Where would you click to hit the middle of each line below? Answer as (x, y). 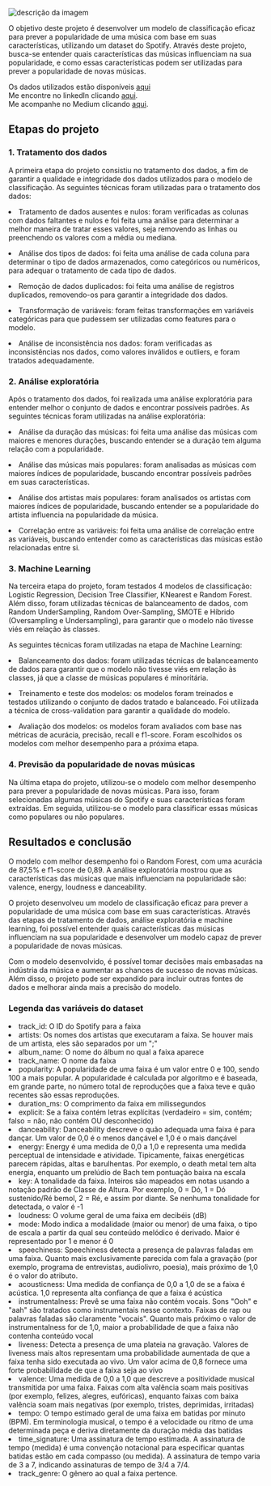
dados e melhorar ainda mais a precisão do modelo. (95, 987)
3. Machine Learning (50, 568)
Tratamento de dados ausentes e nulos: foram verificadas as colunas (134, 211)
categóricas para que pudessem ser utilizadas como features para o (122, 319)
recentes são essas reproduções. (64, 1095)
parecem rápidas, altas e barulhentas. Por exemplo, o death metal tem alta (132, 1163)
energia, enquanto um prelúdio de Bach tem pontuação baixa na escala (127, 1172)
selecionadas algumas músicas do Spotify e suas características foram (127, 799)
